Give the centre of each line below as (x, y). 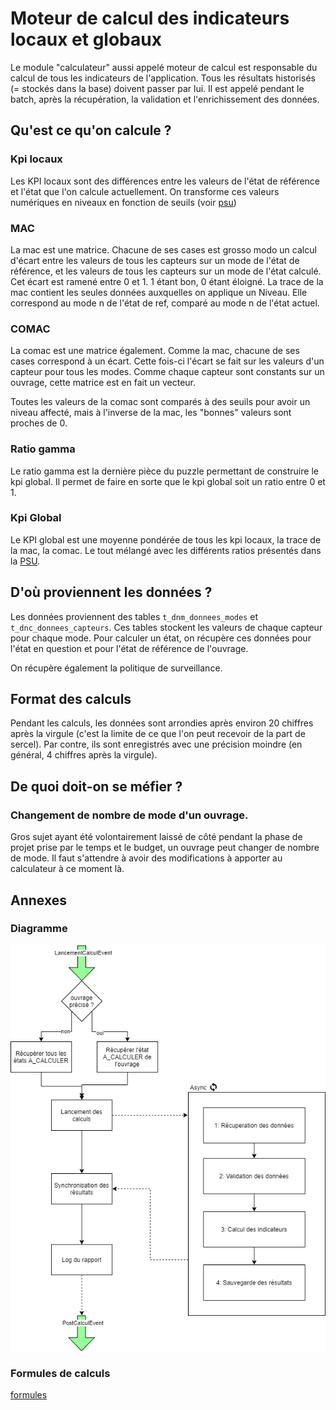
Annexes (38, 900)
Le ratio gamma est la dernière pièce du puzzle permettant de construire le (164, 471)
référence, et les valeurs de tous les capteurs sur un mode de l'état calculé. (166, 271)
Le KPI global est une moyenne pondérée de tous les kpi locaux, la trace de (166, 539)
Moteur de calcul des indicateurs (150, 18)
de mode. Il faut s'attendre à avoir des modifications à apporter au (146, 858)
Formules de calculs (60, 1373)
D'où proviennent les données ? (111, 592)
